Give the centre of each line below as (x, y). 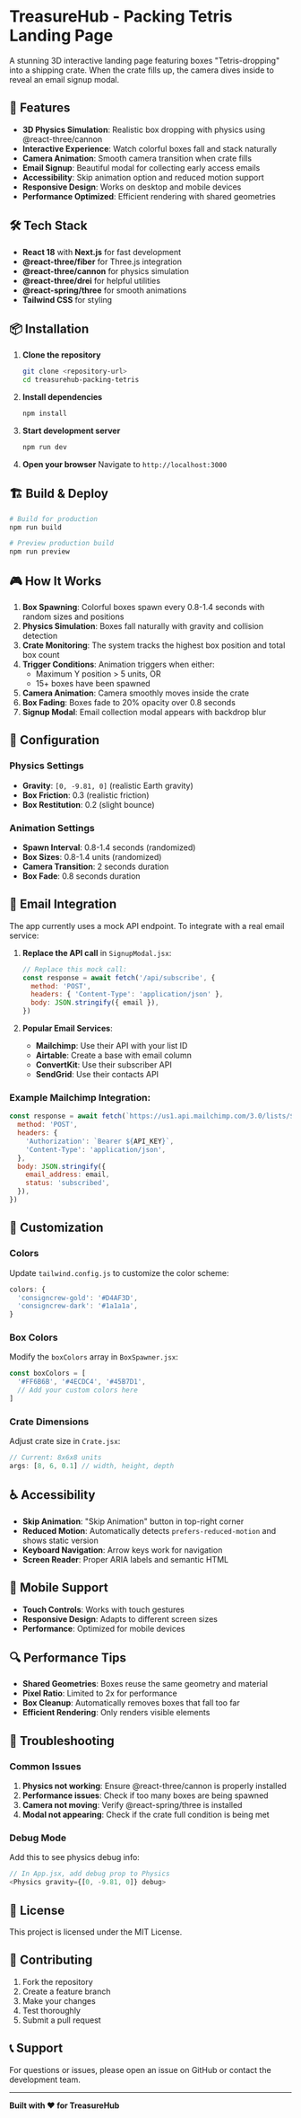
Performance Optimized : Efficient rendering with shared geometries (149, 196)
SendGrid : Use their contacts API (97, 1075)
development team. (45, 2079)
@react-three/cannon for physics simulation (106, 270)
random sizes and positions (73, 616)
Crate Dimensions (49, 1422)
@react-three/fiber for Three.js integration (102, 261)
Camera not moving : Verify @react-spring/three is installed (132, 1805)
